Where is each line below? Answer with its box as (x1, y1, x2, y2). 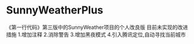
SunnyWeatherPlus (6, 4, 103, 17)
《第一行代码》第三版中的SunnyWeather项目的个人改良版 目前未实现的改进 (6, 23, 188, 31)
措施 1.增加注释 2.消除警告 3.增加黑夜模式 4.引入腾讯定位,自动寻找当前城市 (6, 31, 186, 38)
